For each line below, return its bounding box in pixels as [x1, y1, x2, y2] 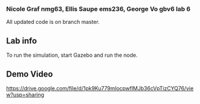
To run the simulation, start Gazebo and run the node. [6, 51, 138, 59]
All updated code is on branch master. [6, 19, 100, 26]
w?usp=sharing [6, 91, 45, 98]
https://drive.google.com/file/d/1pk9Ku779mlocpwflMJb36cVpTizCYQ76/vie [6, 84, 194, 91]
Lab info [6, 35, 37, 46]
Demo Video [6, 69, 53, 79]
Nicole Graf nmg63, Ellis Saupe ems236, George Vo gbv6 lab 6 [6, 5, 191, 13]
